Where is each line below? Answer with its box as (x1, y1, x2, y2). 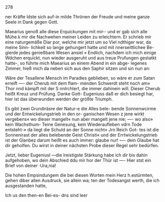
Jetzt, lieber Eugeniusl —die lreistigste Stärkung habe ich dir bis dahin (5, 152, 148, 158)
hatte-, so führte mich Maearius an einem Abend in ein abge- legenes (5, 60, 147, 66)
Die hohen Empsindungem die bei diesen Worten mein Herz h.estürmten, (5, 172, 154, 178)
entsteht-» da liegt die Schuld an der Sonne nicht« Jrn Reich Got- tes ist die (5, 127, 159, 133)
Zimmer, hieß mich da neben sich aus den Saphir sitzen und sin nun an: (5, 65, 151, 71)
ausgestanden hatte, (5, 183, 47, 189)
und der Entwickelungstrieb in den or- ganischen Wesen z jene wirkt (5, 111, 145, 117)
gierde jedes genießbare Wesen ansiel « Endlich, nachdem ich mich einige (5, 50, 157, 55)
